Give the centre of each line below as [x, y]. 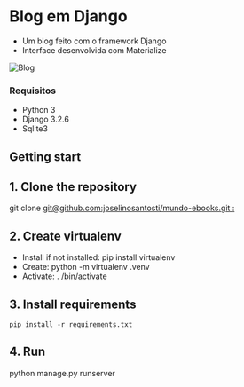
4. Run [28, 352]
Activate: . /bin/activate [65, 276]
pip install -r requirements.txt [71, 325]
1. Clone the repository [73, 187]
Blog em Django [68, 16]
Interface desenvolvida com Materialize [94, 50]
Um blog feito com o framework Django [94, 41]
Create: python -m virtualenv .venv [86, 267]
